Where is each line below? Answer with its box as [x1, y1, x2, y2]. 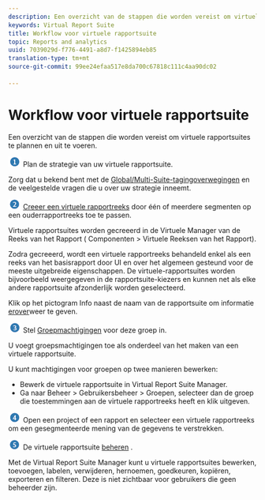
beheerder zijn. [8, 483, 58, 492]
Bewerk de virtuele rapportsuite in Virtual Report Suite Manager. [19, 379, 228, 389]
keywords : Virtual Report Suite [8, 21, 114, 29]
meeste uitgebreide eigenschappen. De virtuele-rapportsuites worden [8, 265, 236, 276]
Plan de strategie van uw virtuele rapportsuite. [22, 159, 174, 169]
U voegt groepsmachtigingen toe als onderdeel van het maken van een [8, 340, 239, 350]
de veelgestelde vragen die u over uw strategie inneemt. [8, 182, 192, 193]
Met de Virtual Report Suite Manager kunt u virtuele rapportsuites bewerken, [8, 457, 257, 467]
